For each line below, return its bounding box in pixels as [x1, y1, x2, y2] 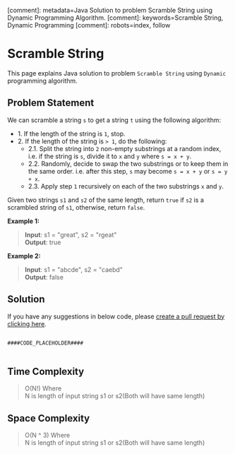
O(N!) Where [24, 384, 62, 393]
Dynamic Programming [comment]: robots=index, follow [7, 21, 171, 29]
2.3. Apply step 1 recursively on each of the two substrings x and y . [28, 181, 224, 190]
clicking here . [7, 319, 47, 328]
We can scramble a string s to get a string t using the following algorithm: [7, 116, 221, 124]
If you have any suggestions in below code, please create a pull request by [7, 312, 225, 321]
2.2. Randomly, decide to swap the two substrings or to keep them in [28, 159, 229, 168]
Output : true [24, 238, 61, 246]
